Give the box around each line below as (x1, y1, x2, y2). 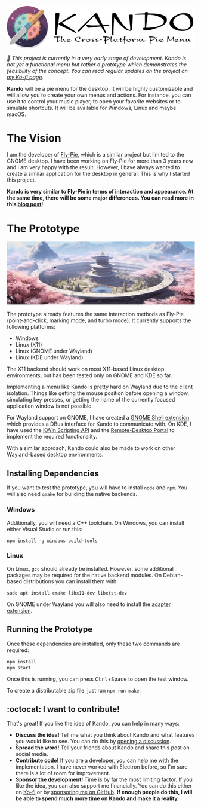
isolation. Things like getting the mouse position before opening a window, (7, 390, 190, 397)
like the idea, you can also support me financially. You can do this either (15, 782, 192, 789)
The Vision (7, 131, 61, 145)
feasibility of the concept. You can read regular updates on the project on (7, 67, 188, 74)
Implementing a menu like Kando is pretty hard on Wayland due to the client (7, 383, 193, 391)
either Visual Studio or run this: (7, 525, 83, 532)
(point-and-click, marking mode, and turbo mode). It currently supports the (7, 317, 191, 324)
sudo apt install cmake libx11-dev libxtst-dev (7, 590, 128, 596)
